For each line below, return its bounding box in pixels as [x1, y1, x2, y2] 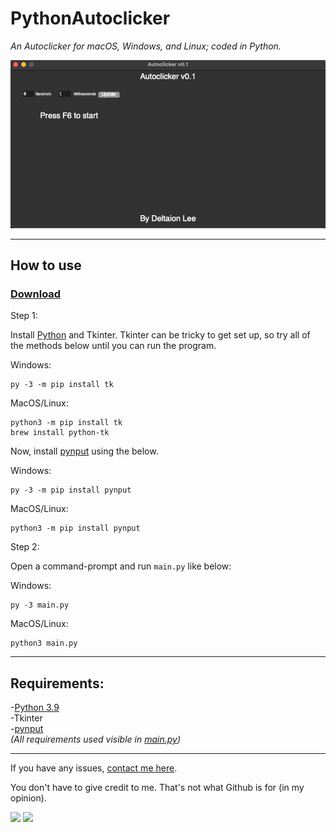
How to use [10, 257, 82, 274]
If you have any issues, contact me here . [10, 762, 178, 774]
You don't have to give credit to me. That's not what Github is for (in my [10, 782, 305, 794]
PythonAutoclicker [10, 7, 171, 30]
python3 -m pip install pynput [10, 523, 141, 534]
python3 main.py [10, 638, 78, 649]
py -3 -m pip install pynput [10, 485, 132, 496]
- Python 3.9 [10, 702, 60, 714]
